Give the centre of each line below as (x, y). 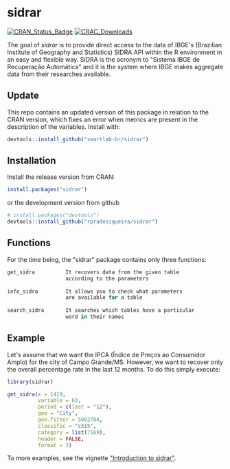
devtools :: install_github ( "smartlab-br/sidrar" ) (78, 139)
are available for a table (104, 298)
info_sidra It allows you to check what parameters (95, 291)
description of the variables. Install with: (64, 127)
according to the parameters (107, 278)
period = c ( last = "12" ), (74, 407)
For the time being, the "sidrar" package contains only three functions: (107, 259)
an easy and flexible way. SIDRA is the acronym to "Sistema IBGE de (104, 59)
